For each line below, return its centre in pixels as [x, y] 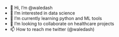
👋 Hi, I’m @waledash [31, 8]
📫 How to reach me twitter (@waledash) [52, 29]
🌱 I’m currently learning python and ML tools [56, 18]
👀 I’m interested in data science [42, 13]
